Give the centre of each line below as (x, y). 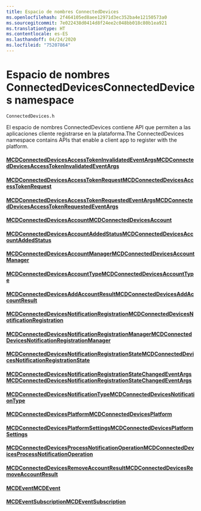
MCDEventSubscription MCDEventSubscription (66, 502)
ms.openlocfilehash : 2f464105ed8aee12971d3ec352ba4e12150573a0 (87, 17)
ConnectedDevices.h (31, 116)
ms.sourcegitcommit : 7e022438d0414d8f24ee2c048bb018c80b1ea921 (87, 23)
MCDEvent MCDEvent (33, 488)
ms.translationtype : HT (36, 28)
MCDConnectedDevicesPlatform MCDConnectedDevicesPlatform (89, 414)
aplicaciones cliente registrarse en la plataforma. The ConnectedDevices (95, 133)
